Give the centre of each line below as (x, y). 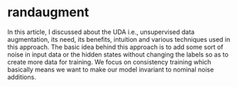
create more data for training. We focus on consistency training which (109, 62)
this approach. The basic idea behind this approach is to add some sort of (115, 47)
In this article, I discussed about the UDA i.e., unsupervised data (101, 32)
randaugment (48, 12)
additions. (22, 77)
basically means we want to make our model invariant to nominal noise (111, 69)
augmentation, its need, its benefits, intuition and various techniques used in (119, 39)
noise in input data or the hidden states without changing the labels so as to (118, 54)
